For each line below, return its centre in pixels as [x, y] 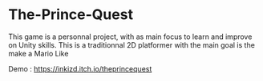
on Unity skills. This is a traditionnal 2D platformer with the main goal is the [131, 44]
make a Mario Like [38, 53]
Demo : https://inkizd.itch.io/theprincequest [80, 68]
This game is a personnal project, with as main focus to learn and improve [130, 37]
